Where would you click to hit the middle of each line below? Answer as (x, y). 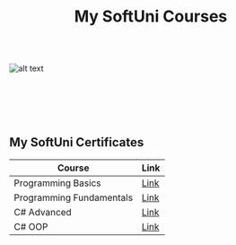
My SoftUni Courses (151, 17)
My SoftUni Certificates (77, 142)
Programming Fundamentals (73, 197)
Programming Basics (57, 183)
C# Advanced (43, 212)
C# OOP (31, 226)
